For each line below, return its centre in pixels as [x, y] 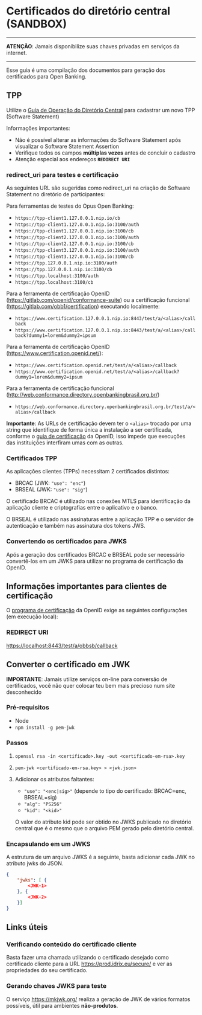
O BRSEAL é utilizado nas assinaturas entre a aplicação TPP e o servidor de [100, 519]
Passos [17, 743]
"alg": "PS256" [43, 804]
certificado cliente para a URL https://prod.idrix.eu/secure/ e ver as [89, 964]
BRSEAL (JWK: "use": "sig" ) [51, 490]
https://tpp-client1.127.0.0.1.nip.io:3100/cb [74, 231]
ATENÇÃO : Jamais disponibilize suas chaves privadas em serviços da [93, 46]
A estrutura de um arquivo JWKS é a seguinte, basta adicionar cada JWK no [101, 857]
